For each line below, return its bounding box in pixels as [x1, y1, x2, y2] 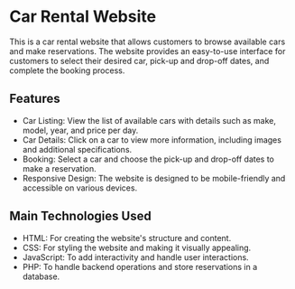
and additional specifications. [22, 144, 133, 154]
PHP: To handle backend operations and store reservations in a [22, 261, 258, 272]
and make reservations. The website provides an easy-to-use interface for [9, 45, 286, 56]
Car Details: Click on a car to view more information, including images [22, 134, 282, 145]
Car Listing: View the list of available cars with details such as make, [22, 115, 277, 126]
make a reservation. [22, 163, 97, 173]
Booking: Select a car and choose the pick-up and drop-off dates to [22, 154, 275, 164]
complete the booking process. [9, 65, 125, 76]
